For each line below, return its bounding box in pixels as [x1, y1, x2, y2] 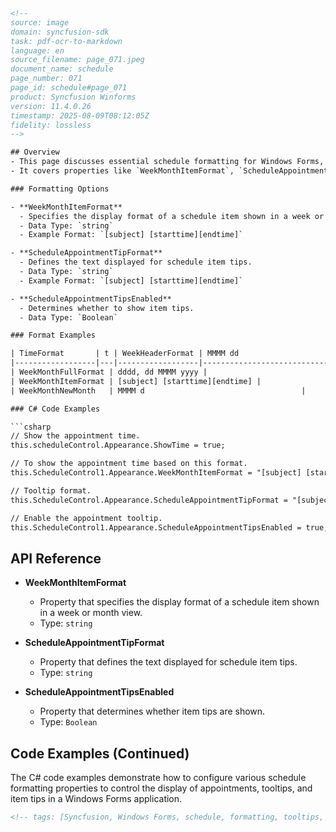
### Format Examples [10, 330, 97, 341]
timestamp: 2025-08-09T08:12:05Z [10, 110, 150, 121]
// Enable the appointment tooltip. [10, 513, 163, 523]
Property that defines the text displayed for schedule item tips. [39, 656, 298, 668]
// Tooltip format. [10, 485, 92, 496]
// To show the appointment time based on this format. [10, 459, 248, 469]
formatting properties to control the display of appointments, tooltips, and [10, 782, 313, 794]
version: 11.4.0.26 [10, 101, 92, 111]
